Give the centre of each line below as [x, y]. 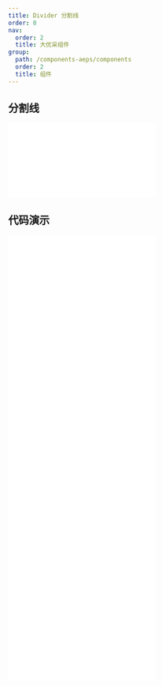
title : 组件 [34, 74]
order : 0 [22, 23]
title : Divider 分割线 [44, 15]
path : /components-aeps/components [74, 60]
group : [19, 52]
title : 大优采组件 [42, 45]
